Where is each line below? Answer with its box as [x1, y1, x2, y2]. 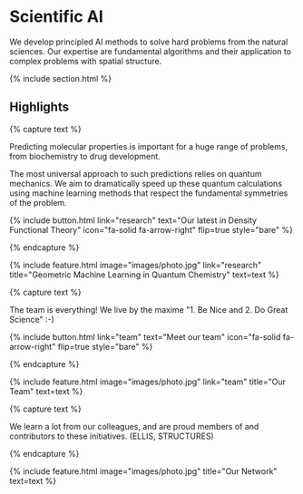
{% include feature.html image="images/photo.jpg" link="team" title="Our [9, 376, 286, 387]
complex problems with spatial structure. [9, 55, 162, 66]
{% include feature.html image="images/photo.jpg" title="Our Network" [9, 465, 278, 477]
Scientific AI [9, 6, 104, 27]
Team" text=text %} [9, 385, 83, 396]
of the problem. [9, 197, 67, 208]
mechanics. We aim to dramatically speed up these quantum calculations [9, 178, 283, 189]
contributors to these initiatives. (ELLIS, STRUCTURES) [9, 431, 215, 441]
